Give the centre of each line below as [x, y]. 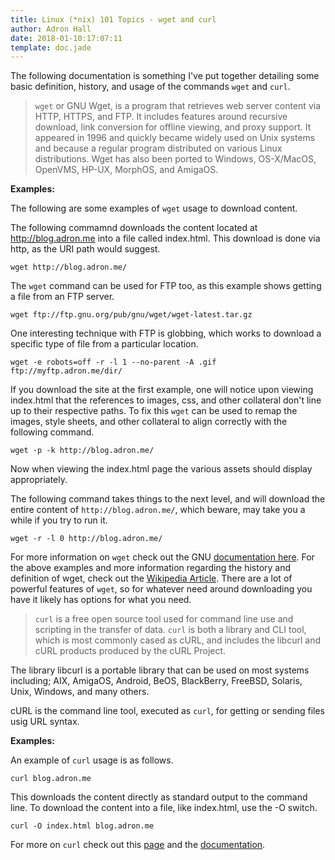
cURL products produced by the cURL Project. [130, 651]
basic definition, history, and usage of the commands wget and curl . [150, 87]
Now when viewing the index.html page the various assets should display [161, 469]
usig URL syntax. [45, 722]
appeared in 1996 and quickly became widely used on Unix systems [175, 138]
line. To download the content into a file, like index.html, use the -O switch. [164, 808]
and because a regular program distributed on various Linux [158, 148]
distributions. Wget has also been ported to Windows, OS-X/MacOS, [175, 159]
